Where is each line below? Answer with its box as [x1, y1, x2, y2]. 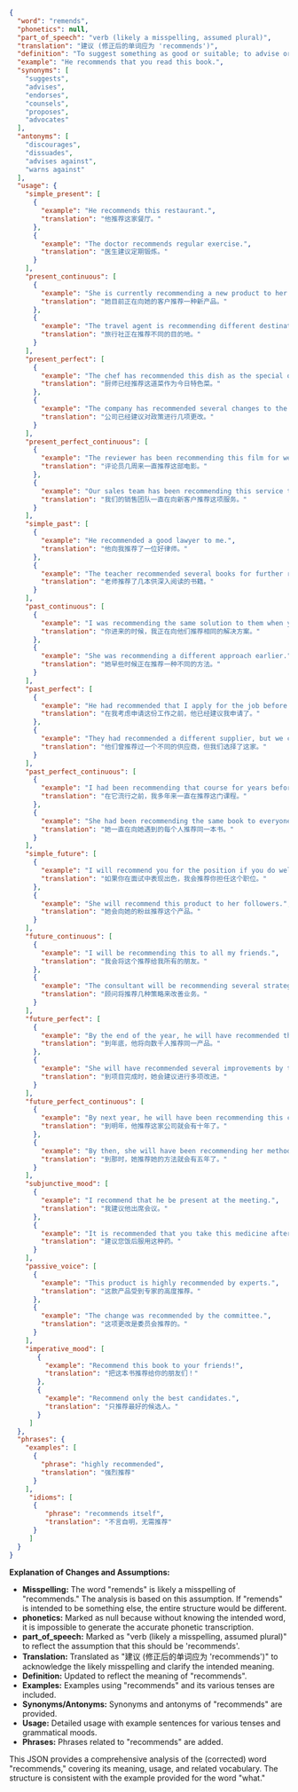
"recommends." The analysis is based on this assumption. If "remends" [21, 1593, 283, 1604]
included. [21, 1689, 57, 1700]
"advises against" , [25, 156, 98, 166]
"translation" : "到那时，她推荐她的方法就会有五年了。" [41, 1154, 228, 1164]
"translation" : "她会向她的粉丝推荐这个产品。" [41, 908, 201, 916]
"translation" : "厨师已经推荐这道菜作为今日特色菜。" [41, 380, 222, 389]
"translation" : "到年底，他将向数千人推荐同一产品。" [41, 1039, 222, 1049]
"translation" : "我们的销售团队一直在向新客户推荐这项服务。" [41, 495, 247, 504]
